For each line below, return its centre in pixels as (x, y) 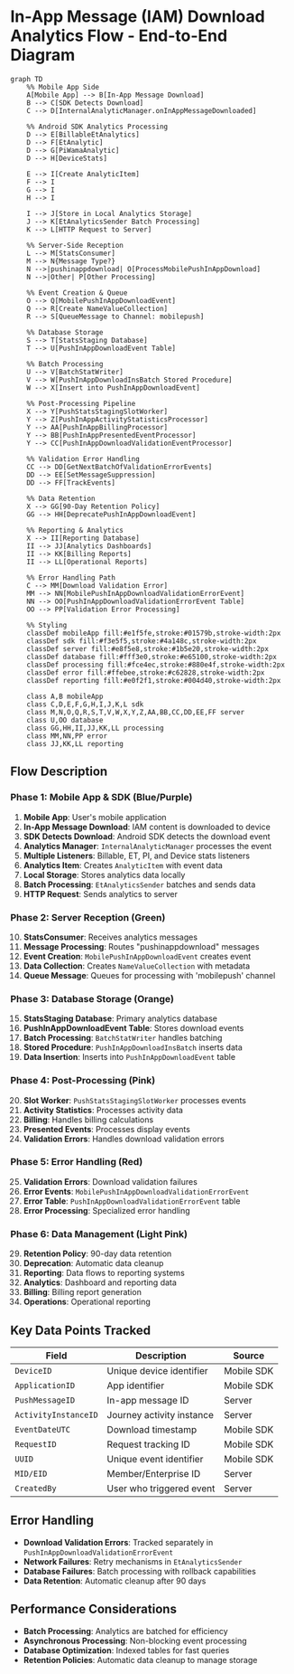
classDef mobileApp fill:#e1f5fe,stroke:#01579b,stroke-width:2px (154, 633)
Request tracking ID (148, 1444)
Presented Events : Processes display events (106, 1129)
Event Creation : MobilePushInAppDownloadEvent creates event (137, 956)
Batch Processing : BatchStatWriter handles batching (123, 1038)
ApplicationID (45, 1385)
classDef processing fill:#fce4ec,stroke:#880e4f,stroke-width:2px (156, 665)
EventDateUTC (43, 1429)
